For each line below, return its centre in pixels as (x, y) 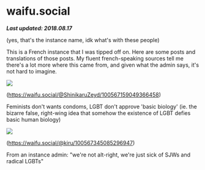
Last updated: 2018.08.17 (39, 28)
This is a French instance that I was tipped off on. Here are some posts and (101, 52)
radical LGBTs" (25, 161)
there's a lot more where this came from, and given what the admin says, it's (103, 65)
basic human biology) (34, 119)
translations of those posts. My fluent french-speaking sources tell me (95, 58)
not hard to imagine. (32, 71)
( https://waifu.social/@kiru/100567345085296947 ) (71, 142)
